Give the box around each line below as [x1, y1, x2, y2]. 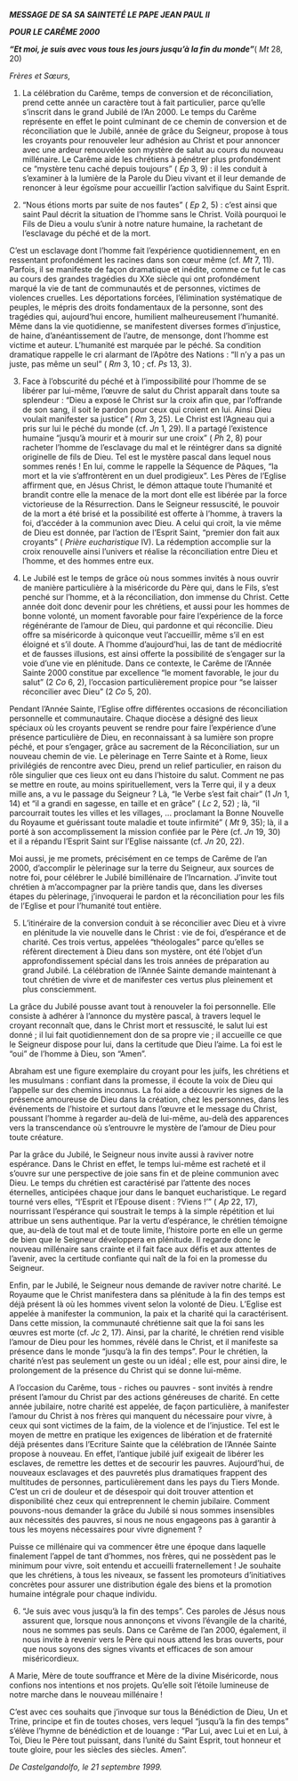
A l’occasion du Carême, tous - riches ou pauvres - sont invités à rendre [9, 1382, 273, 1393]
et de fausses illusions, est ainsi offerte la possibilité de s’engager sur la [21, 649, 286, 659]
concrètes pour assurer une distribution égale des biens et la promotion [9, 1579, 272, 1590]
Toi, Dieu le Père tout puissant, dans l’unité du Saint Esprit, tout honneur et [9, 1735, 282, 1745]
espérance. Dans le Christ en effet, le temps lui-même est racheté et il [9, 1159, 266, 1169]
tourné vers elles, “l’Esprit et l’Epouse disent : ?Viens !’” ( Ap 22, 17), [9, 1196, 258, 1207]
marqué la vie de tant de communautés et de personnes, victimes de [9, 283, 261, 294]
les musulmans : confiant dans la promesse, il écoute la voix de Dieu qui [9, 1075, 273, 1086]
